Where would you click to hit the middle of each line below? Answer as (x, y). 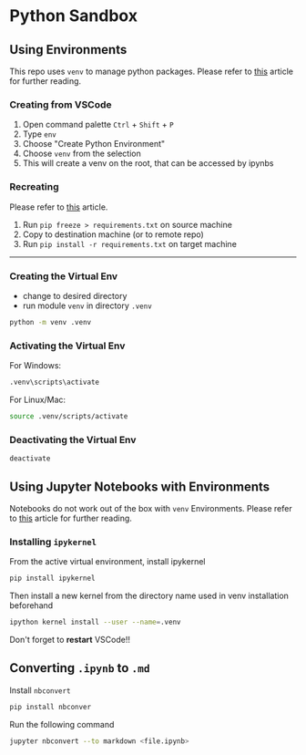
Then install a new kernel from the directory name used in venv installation (149, 596)
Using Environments (68, 50)
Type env (39, 134)
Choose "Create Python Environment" (94, 144)
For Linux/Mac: (38, 399)
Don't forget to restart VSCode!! (70, 639)
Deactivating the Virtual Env (73, 440)
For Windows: (36, 366)
